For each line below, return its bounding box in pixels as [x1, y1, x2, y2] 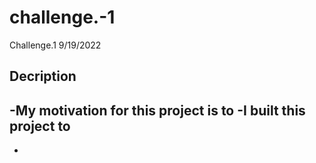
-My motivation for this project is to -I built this [9, 102, 306, 119]
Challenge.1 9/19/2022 [9, 39, 102, 51]
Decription [9, 68, 77, 85]
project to [9, 117, 71, 135]
